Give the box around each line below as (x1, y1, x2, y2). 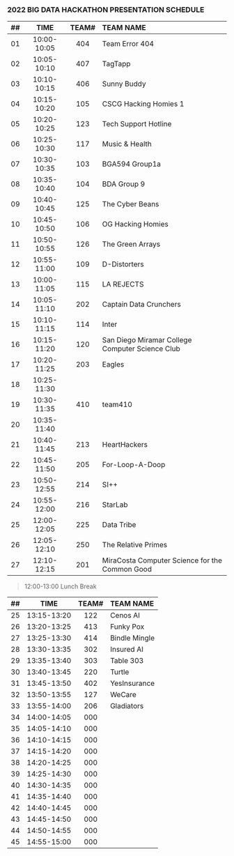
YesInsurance (110, 678, 155, 688)
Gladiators (110, 701, 144, 711)
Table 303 (110, 656, 144, 666)
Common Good (102, 565, 152, 574)
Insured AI (110, 645, 144, 655)
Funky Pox (110, 622, 145, 632)
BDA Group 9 (102, 179, 146, 189)
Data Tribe (102, 520, 136, 530)
